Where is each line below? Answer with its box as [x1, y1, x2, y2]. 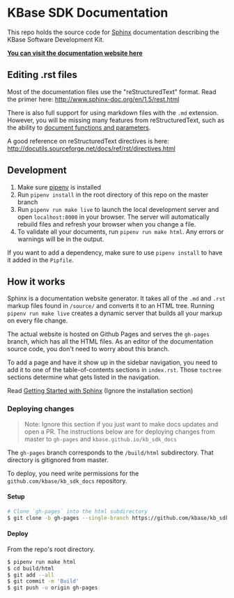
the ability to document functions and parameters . [7, 123, 151, 132]
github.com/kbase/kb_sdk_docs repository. [7, 476, 127, 485]
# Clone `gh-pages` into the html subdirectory [7, 507, 148, 515]
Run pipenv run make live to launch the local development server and [17, 205, 219, 213]
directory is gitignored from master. [7, 455, 109, 464]
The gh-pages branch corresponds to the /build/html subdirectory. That [7, 448, 214, 457]
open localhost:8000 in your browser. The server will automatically [17, 213, 210, 221]
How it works [7, 275, 65, 287]
